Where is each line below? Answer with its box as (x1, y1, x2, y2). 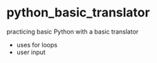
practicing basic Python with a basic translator (6, 27, 139, 36)
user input (16, 48, 46, 56)
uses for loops (16, 40, 58, 49)
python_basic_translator (6, 5, 150, 21)
